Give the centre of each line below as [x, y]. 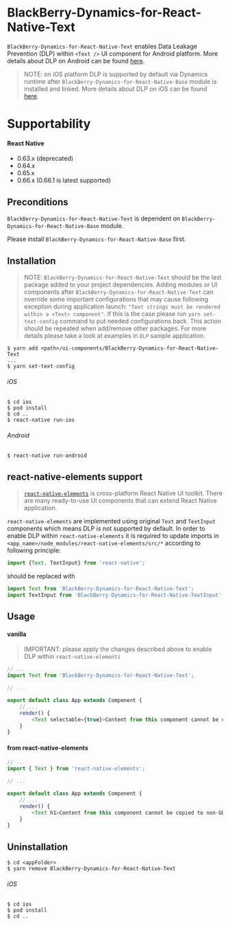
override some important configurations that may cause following [116, 299]
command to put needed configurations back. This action [140, 321]
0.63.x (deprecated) [45, 159]
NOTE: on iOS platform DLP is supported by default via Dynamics [116, 74]
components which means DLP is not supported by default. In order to [106, 529]
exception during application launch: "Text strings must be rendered [122, 306]
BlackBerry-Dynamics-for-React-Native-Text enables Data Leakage [102, 46]
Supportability [49, 124]
